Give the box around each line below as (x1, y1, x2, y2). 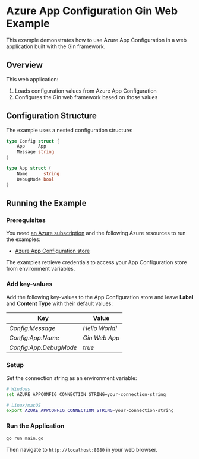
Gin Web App (83, 334, 120, 342)
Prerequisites (6, 216, 46, 224)
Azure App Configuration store (14, 248, 90, 255)
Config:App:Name (9, 334, 59, 342)
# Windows (6, 386, 31, 392)
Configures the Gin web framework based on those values (14, 93, 158, 100)
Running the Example (6, 198, 87, 208)
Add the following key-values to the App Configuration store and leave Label (6, 293, 194, 300)
